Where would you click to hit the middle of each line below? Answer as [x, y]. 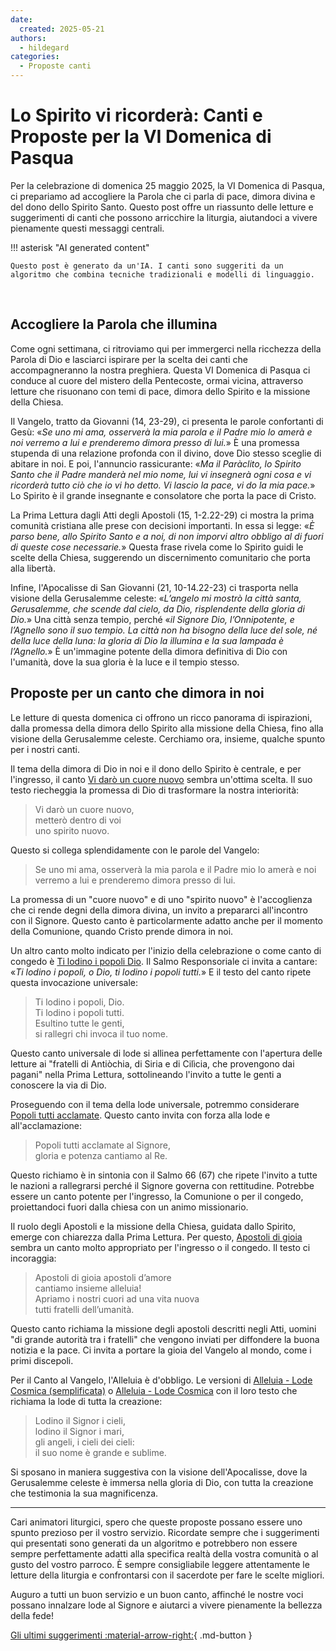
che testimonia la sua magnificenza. [84, 1493]
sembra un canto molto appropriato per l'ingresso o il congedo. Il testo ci [160, 1247]
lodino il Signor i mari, [79, 1431]
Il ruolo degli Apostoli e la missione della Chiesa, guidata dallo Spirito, [153, 1226]
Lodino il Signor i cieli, [80, 1420]
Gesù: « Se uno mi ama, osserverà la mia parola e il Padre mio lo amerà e [161, 432]
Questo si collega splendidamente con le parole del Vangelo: [135, 850]
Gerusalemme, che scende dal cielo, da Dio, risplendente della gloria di [157, 608]
